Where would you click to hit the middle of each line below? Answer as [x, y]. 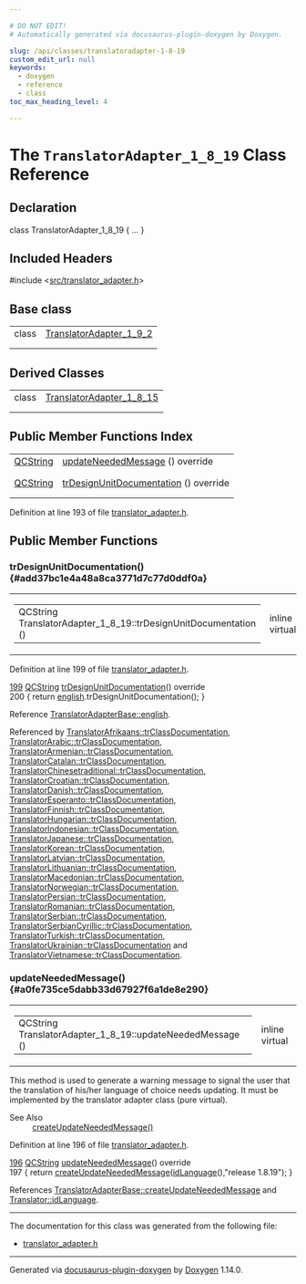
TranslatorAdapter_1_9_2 [99, 334]
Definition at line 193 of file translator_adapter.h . [99, 512]
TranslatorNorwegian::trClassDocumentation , [94, 887]
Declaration [43, 208]
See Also [26, 1117]
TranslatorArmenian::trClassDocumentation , [92, 751]
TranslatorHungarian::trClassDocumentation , [93, 819]
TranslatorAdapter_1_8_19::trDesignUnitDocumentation [138, 623]
